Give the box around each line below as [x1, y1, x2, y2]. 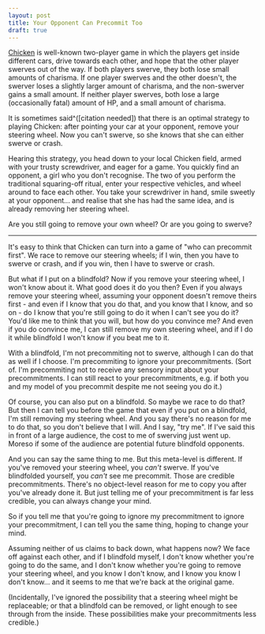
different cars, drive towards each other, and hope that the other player [8, 56, 239, 66]
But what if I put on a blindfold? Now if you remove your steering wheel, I [8, 274, 244, 284]
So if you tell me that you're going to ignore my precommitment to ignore [8, 512, 244, 521]
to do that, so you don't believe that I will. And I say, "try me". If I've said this [8, 422, 256, 432]
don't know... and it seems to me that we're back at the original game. [8, 577, 235, 587]
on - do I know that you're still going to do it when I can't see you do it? [8, 308, 239, 317]
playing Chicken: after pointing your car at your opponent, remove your [8, 122, 239, 131]
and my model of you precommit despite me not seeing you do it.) [8, 382, 222, 392]
